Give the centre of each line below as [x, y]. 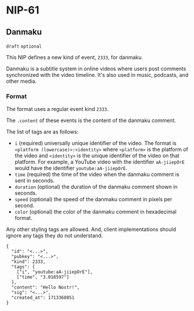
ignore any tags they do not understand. [55, 236]
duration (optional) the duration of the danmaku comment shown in [96, 187]
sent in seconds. [34, 181]
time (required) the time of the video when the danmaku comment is [97, 174]
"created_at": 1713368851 [43, 298]
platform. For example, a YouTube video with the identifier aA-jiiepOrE [99, 162]
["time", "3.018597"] [43, 277]
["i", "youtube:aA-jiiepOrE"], [55, 272]
